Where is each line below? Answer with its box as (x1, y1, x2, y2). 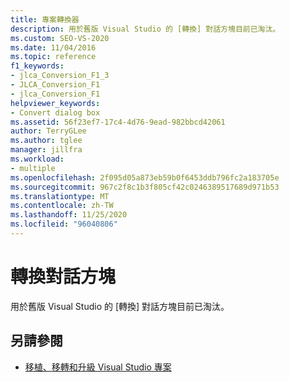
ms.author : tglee (10, 136, 83, 146)
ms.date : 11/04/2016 (10, 42, 97, 53)
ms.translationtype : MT (10, 191, 110, 201)
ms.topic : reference (10, 52, 97, 62)
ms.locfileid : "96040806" (10, 219, 118, 230)
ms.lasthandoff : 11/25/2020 (10, 210, 128, 220)
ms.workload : (10, 154, 65, 164)
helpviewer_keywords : (10, 98, 101, 108)
